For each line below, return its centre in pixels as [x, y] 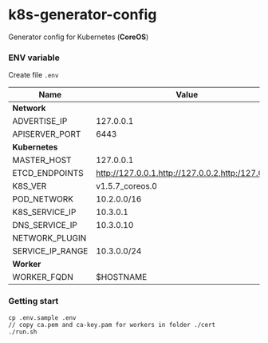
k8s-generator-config [83, 15]
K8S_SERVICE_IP [44, 212]
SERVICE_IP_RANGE [50, 251]
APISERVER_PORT [47, 134]
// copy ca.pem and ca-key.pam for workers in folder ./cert [112, 325]
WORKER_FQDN [43, 277]
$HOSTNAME [121, 277]
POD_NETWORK [43, 199]
